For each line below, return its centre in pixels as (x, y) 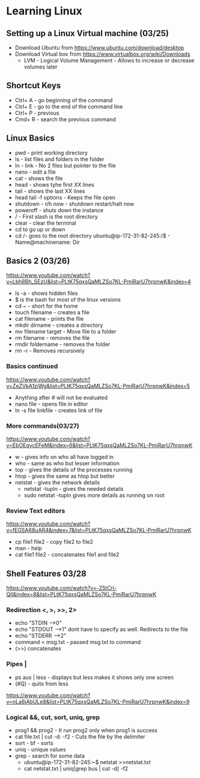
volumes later (41, 67)
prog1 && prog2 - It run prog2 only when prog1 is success (86, 731)
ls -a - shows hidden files (46, 293)
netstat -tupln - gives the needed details (74, 489)
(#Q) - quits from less (42, 684)
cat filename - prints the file (49, 319)
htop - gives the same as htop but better (65, 476)
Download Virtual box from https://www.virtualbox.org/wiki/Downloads (102, 54)
